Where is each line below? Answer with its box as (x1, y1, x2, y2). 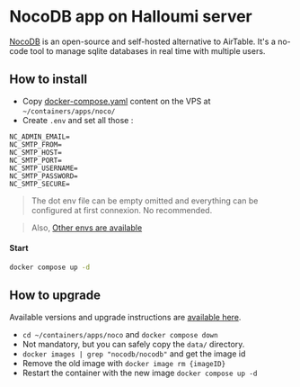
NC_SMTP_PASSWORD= (9, 171, 78, 181)
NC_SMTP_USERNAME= (9, 164, 78, 173)
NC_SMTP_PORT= (9, 156, 63, 165)
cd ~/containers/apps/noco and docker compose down (22, 328, 218, 339)
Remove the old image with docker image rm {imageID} (22, 357, 226, 368)
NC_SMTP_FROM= (9, 139, 63, 149)
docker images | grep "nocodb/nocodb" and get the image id (22, 348, 246, 359)
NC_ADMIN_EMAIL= (9, 132, 70, 141)
